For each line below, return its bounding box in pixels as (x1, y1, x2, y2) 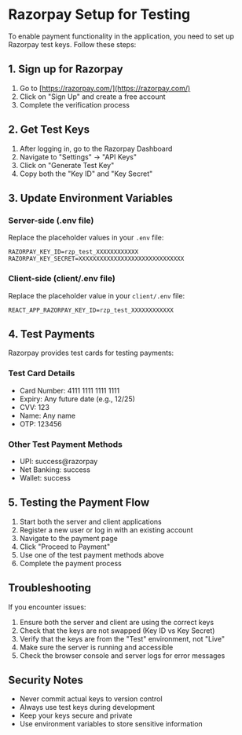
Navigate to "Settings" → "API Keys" (19, 152, 137, 162)
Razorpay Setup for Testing (8, 5, 191, 24)
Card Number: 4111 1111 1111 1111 (19, 386, 120, 395)
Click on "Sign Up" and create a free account (19, 92, 167, 101)
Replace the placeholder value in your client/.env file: (8, 291, 185, 300)
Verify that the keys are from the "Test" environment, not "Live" (19, 634, 225, 643)
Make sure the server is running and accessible (19, 642, 174, 652)
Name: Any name (19, 411, 76, 420)
